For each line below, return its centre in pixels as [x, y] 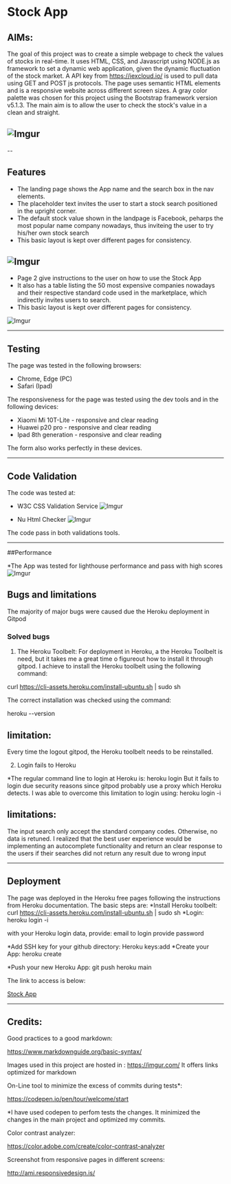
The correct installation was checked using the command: [89, 700]
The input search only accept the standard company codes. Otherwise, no [112, 831]
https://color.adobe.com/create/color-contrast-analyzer [86, 1146]
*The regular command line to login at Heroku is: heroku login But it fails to [113, 778]
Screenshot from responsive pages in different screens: [86, 1160]
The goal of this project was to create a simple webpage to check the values [115, 54]
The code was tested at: [41, 493]
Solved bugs [29, 636]
